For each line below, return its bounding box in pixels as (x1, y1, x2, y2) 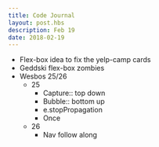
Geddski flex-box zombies (19, 64, 105, 73)
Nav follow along (42, 130, 98, 140)
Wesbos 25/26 (19, 72, 67, 81)
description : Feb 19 (8, 26, 76, 34)
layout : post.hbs (8, 19, 65, 27)
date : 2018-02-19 (8, 33, 65, 42)
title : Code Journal (8, 11, 76, 20)
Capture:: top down (42, 88, 106, 98)
